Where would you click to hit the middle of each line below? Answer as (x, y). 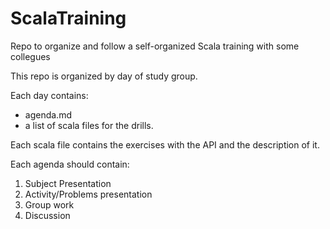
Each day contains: (49, 95)
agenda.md (48, 114)
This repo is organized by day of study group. (104, 76)
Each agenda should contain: (70, 164)
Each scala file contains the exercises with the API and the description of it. (165, 144)
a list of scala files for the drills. (89, 125)
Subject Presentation (68, 183)
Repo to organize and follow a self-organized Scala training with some (155, 46)
